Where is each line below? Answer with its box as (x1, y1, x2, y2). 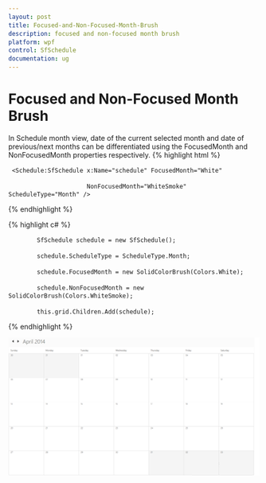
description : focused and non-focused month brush (8, 29, 180, 37)
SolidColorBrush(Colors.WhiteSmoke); (8, 291, 134, 300)
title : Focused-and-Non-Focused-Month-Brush (8, 21, 158, 29)
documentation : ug (8, 55, 69, 63)
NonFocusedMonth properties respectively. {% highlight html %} (8, 150, 221, 159)
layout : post (8, 13, 52, 21)
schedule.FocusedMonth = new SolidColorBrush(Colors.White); (37, 267, 244, 276)
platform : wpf (8, 38, 56, 46)
